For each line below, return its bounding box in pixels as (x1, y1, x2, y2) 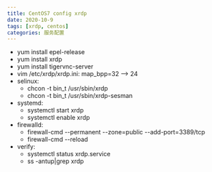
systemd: (16, 99, 43, 107)
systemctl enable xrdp (27, 114, 90, 122)
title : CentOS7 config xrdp (7, 10, 88, 17)
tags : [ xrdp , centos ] (7, 23, 69, 29)
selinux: (16, 77, 40, 86)
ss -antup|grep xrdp (27, 157, 84, 165)
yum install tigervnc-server (16, 62, 94, 71)
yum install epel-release (16, 48, 85, 56)
